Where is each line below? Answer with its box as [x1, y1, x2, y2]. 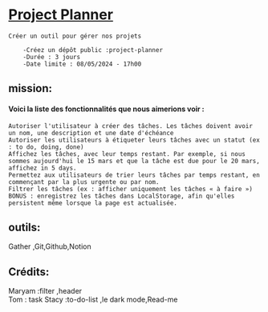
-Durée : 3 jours [22, 53, 81, 61]
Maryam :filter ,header [8, 286, 83, 296]
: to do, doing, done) [8, 142, 84, 151]
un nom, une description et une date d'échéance [8, 129, 174, 137]
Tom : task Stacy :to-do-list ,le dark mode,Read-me [8, 294, 178, 305]
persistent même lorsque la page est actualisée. [8, 198, 178, 207]
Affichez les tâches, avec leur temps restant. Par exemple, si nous [8, 150, 246, 158]
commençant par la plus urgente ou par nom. [8, 178, 160, 186]
